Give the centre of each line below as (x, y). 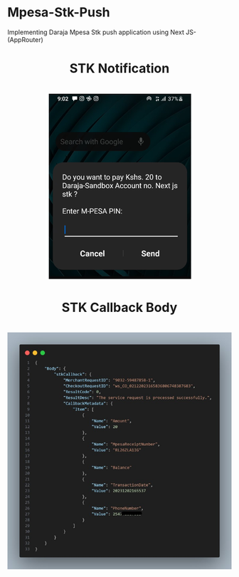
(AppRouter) (26, 39)
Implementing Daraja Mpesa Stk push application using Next (96, 32)
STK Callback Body (119, 307)
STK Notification (119, 69)
